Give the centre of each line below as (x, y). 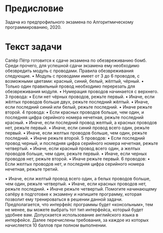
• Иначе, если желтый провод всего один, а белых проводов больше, (78, 178)
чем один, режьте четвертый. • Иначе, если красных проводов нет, (76, 184)
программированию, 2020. (33, 27)
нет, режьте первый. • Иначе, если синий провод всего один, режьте (77, 128)
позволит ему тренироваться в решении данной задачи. (64, 199)
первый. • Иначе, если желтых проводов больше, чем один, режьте (76, 133)
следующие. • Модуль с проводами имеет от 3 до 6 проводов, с (72, 76)
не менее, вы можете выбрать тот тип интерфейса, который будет (74, 210)
